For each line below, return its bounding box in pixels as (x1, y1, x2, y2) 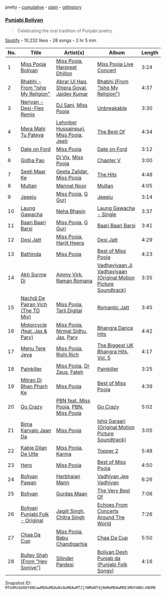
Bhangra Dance (97, 325, 133, 332)
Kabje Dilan (20, 445, 47, 451)
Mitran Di (20, 377, 42, 384)
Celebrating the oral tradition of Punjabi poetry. (17, 28, 113, 34)
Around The (97, 514, 125, 521)
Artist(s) (64, 49, 85, 56)
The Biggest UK (97, 342, 134, 349)
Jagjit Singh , (56, 508, 85, 515)
